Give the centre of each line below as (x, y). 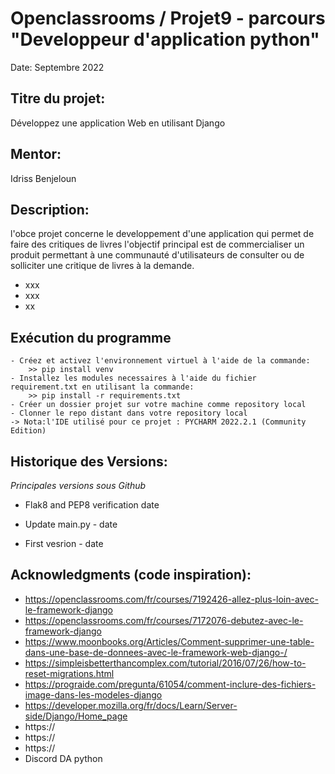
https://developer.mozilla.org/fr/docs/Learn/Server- (131, 705)
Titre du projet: (58, 98)
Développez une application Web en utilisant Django (118, 123)
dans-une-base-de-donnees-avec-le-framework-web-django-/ (156, 652)
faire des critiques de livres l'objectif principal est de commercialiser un (157, 244)
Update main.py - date (71, 524)
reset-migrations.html (69, 673)
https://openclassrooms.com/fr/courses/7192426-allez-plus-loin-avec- (171, 599)
